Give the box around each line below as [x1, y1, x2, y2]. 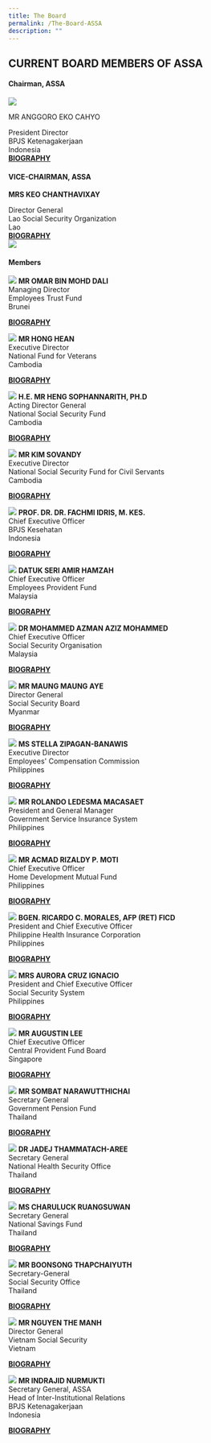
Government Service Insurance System [8, 814, 138, 824]
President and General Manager [8, 806, 114, 816]
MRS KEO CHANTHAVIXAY [8, 190, 100, 200]
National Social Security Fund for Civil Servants [8, 467, 164, 477]
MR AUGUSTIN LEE [18, 1028, 83, 1039]
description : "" [8, 27, 63, 35]
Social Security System [8, 988, 85, 998]
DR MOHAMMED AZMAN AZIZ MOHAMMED [18, 623, 168, 633]
